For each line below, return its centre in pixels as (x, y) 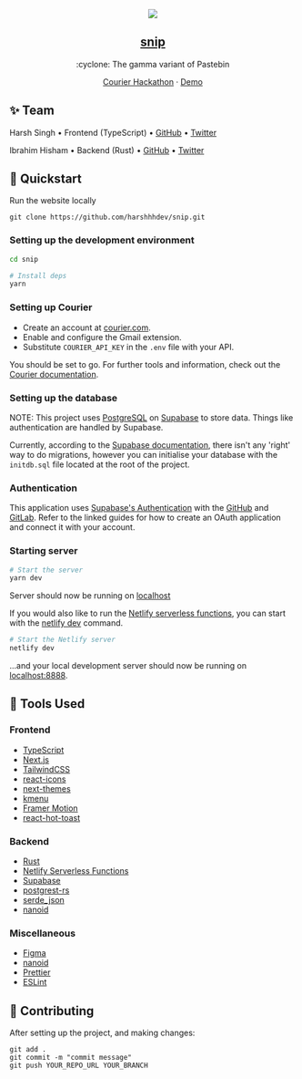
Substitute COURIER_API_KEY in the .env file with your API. (128, 347)
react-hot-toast (51, 817)
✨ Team (32, 111)
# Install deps (38, 275)
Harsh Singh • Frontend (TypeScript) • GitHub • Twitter (113, 132)
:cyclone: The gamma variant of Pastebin (153, 64)
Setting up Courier (51, 307)
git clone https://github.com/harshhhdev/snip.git (107, 218)
